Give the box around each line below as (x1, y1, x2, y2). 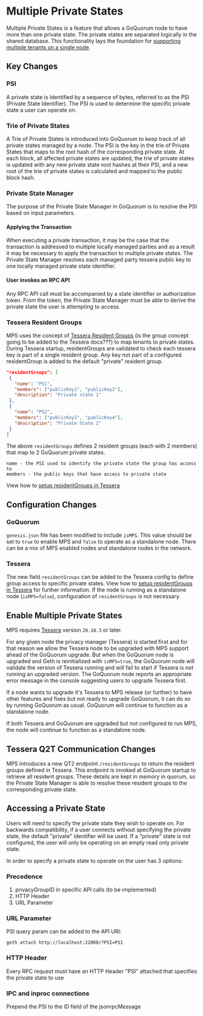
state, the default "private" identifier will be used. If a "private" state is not (6, 832, 191, 839)
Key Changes (6, 61, 58, 72)
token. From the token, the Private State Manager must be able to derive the (6, 296, 196, 304)
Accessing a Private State (6, 803, 106, 814)
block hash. (6, 174, 35, 181)
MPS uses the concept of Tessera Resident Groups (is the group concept (6, 332, 189, 339)
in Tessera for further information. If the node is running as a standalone (6, 586, 187, 593)
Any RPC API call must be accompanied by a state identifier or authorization (6, 290, 196, 297)
